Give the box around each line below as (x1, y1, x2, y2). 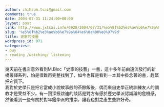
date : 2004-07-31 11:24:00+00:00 (5, 16, 73, 21)
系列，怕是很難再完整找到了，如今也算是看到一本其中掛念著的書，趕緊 (18, 72, 159, 78)
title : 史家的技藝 (5, 35, 39, 39)
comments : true (5, 12, 36, 17)
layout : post (5, 20, 32, 26)
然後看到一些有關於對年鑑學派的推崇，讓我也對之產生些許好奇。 (5, 97, 133, 103)
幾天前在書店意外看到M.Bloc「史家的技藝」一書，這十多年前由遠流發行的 (5, 66, 152, 72)
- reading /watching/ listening (5, 52, 71, 57)
